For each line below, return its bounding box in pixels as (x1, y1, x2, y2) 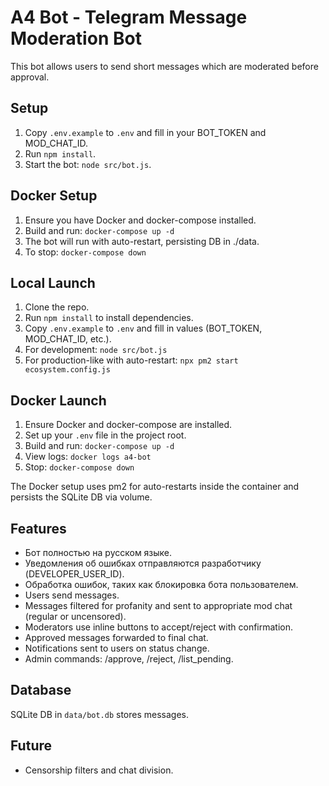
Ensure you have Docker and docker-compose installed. (24, 214, 257, 226)
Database (10, 682, 72, 699)
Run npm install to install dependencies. (24, 312, 194, 324)
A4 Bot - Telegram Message (10, 6, 248, 29)
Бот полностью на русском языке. (24, 547, 173, 558)
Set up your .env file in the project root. (24, 429, 187, 441)
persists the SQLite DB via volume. (10, 491, 153, 503)
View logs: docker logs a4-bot (24, 451, 152, 463)
